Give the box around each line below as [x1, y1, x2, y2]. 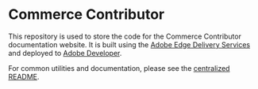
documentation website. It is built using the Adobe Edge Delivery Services [8, 39, 251, 49]
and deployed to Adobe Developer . [8, 48, 122, 57]
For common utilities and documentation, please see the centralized [8, 63, 230, 72]
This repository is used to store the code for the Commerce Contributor [8, 32, 242, 41]
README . [8, 72, 40, 81]
